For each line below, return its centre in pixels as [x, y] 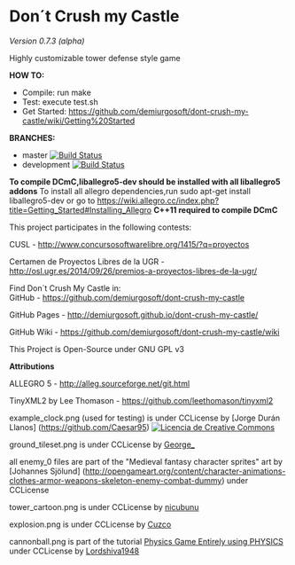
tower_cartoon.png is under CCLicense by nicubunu [104, 506]
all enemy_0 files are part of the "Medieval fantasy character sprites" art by [146, 461]
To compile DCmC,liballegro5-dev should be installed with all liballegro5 [145, 181]
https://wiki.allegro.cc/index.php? [158, 200]
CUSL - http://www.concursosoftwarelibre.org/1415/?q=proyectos [129, 244]
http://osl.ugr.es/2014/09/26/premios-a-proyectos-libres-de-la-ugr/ [133, 271]
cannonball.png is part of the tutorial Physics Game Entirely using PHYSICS [146, 541]
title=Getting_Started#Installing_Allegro [81, 209]
